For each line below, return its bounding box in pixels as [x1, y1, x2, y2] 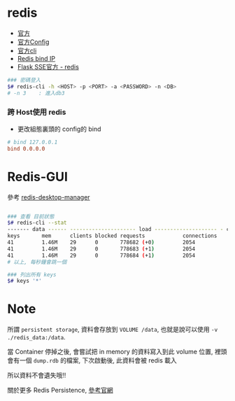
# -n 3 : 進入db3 [7, 90, 65, 97]
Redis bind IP [17, 54, 56, 62]
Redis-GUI [7, 169, 69, 185]
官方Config [17, 37, 50, 46]
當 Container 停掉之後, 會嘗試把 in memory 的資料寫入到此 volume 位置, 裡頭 [7, 348, 227, 356]
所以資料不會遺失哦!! [7, 371, 66, 379]
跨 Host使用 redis [7, 107, 66, 117]
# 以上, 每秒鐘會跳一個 [7, 258, 67, 265]
